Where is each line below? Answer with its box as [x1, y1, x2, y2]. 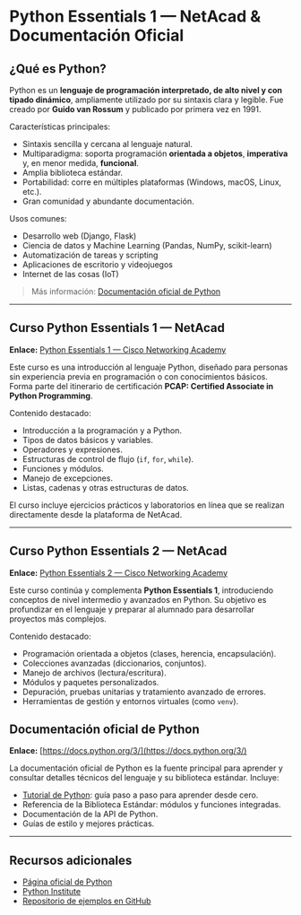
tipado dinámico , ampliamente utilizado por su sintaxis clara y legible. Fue [9, 94, 284, 105]
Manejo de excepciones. [21, 473, 114, 484]
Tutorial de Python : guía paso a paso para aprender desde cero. [21, 789, 259, 800]
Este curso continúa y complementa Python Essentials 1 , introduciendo [9, 585, 274, 596]
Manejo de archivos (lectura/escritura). [21, 667, 168, 678]
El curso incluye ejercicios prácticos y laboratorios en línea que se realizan [9, 500, 285, 510]
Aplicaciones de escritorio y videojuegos [21, 259, 173, 270]
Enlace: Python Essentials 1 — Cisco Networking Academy [9, 344, 227, 355]
